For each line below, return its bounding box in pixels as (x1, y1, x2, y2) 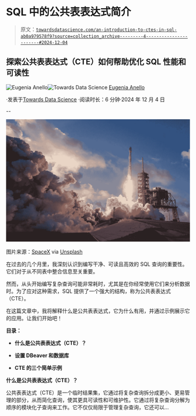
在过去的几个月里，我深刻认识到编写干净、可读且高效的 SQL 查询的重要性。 (6, 261, 188, 268)
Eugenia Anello (108, 84, 145, 91)
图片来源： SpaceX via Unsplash (6, 248, 83, 255)
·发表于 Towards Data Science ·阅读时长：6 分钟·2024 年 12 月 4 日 (6, 96, 165, 103)
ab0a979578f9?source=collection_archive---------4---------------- (20, 33, 188, 39)
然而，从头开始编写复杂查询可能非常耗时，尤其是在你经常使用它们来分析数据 (6, 280, 190, 287)
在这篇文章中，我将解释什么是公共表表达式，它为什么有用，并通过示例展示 (6, 307, 185, 314)
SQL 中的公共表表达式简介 (6, 5, 131, 19)
